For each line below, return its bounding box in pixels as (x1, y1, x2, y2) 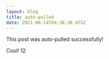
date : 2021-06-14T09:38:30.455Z (6, 19, 86, 25)
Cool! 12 (6, 47, 26, 54)
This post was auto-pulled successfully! (6, 36, 104, 43)
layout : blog (6, 8, 39, 15)
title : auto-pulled (6, 14, 54, 20)
